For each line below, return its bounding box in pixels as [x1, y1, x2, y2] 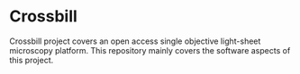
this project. [9, 54, 54, 65]
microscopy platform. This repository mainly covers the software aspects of [9, 45, 291, 55]
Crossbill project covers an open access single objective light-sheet [9, 36, 261, 46]
